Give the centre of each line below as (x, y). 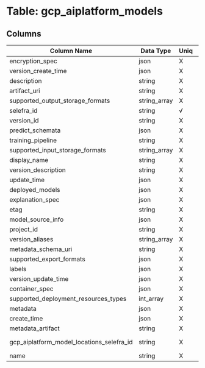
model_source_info (37, 219)
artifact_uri (25, 91)
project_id (24, 229)
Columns (24, 34)
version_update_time (39, 279)
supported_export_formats (47, 259)
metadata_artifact (34, 328)
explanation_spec (34, 200)
